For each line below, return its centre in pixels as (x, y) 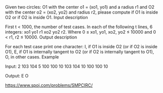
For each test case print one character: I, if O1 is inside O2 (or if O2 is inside (81, 46)
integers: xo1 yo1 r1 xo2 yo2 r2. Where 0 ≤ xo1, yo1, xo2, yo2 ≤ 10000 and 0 (81, 32)
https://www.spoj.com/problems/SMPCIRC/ (49, 85)
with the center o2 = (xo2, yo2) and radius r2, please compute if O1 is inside (81, 12)
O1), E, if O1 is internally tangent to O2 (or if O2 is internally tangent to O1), (80, 52)
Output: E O (17, 76)
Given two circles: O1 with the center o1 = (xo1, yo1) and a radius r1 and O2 (80, 7)
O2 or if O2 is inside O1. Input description (47, 17)
